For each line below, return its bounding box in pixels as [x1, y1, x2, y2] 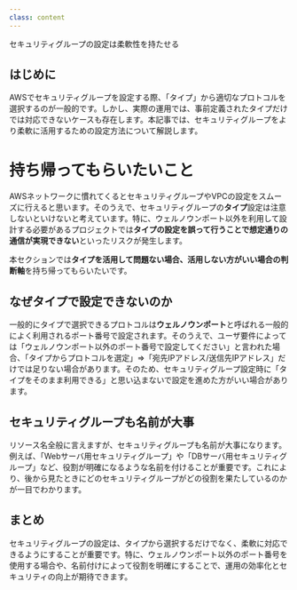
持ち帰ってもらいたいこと [9, 160, 195, 180]
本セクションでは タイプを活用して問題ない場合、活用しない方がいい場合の [9, 254, 281, 265]
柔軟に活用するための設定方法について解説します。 [16, 125, 203, 136]
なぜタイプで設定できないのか [9, 294, 173, 309]
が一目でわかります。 [9, 484, 87, 494]
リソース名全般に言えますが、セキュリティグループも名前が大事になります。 [9, 440, 286, 450]
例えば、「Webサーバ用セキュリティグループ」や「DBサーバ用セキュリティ [9, 450, 280, 461]
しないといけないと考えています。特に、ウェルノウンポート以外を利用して [9, 213, 280, 224]
